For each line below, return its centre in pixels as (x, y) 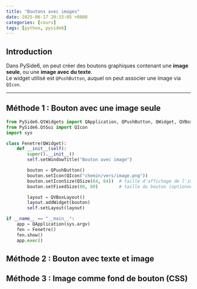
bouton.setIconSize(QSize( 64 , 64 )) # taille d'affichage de (103, 181)
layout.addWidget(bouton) (59, 203)
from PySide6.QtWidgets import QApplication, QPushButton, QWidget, (91, 122)
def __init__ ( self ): (42, 149)
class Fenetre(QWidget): (36, 143)
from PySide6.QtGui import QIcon (47, 127)
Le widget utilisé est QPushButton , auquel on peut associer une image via (94, 78)
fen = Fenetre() (37, 229)
